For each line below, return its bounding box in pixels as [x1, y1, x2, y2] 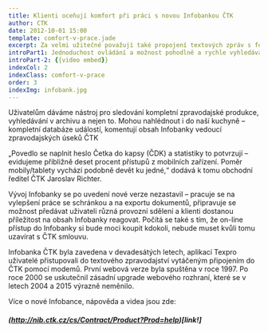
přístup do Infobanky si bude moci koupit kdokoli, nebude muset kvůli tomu [8, 223, 255, 233]
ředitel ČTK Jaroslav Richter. [8, 174, 102, 184]
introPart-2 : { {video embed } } [8, 57, 109, 65]
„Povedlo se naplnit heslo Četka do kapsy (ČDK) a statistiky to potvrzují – [8, 148, 249, 158]
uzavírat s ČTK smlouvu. [8, 232, 89, 242]
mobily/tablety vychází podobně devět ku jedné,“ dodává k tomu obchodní [8, 165, 253, 176]
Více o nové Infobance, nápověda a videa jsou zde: [8, 297, 177, 306]
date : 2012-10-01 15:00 [8, 26, 88, 34]
